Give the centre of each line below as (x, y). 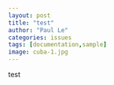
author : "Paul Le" (38, 30)
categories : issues (40, 37)
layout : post (29, 15)
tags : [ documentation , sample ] (58, 45)
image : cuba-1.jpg (38, 52)
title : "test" (31, 23)
